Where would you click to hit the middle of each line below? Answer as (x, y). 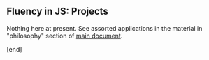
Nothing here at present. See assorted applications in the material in (104, 28)
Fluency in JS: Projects (58, 12)
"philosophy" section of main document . (65, 36)
